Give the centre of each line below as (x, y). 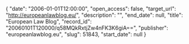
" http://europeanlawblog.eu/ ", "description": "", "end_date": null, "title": (94, 15)
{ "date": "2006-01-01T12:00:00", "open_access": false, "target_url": (91, 9)
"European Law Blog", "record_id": (49, 21)
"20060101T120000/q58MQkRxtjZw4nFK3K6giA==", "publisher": (87, 28)
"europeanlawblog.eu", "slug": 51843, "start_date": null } (76, 34)
